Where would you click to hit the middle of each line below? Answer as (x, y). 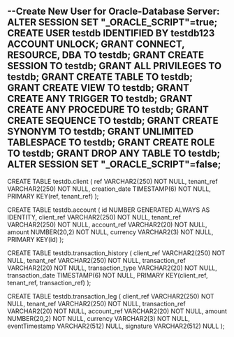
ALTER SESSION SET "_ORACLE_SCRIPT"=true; (112, 23)
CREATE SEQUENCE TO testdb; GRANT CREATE (113, 121)
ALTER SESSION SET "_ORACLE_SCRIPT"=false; (114, 165)
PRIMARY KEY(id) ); (36, 239)
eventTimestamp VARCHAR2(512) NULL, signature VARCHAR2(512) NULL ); (116, 326)
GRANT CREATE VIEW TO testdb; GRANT (98, 88)
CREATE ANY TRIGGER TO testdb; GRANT (100, 99)
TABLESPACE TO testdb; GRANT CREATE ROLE (111, 143)
